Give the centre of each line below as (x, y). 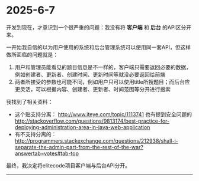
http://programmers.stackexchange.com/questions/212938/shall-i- (97, 141)
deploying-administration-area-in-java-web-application (82, 127)
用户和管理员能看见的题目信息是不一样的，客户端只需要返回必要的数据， (103, 67)
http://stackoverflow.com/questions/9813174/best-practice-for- (92, 121)
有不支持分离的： (36, 134)
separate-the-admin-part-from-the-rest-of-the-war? (79, 147)
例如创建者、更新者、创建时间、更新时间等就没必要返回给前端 (90, 74)
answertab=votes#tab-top (46, 153)
